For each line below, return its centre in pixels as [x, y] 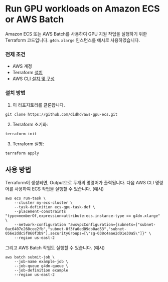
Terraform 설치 [28, 73]
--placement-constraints [40, 212]
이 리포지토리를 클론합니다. [39, 105]
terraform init [21, 134]
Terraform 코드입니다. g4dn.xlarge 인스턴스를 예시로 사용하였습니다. [73, 40]
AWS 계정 [22, 66]
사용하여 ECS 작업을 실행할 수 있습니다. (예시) [59, 189]
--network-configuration [40, 225]
